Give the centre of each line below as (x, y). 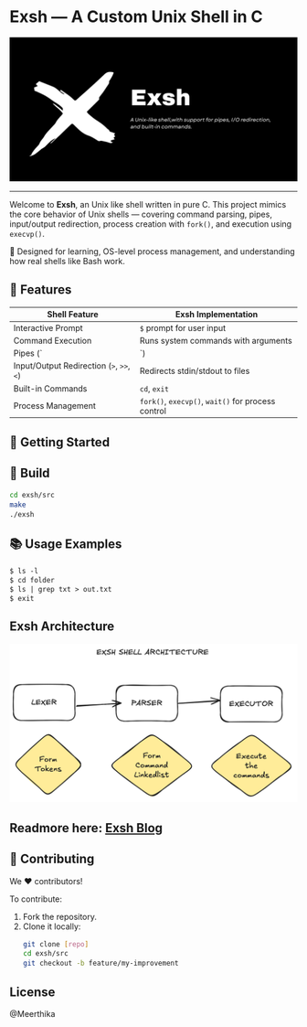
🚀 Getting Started (60, 442)
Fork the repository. (60, 916)
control (153, 411)
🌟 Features (41, 290)
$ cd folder (32, 580)
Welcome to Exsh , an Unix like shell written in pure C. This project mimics (148, 204)
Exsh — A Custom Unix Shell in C (136, 17)
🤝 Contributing (52, 859)
